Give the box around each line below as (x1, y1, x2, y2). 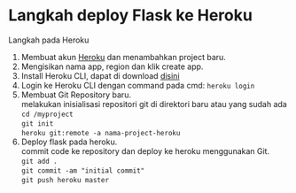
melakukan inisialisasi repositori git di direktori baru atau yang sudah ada (20, 98, 287, 109)
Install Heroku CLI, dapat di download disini (20, 70, 180, 81)
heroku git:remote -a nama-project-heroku (20, 128, 181, 137)
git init (20, 119, 54, 128)
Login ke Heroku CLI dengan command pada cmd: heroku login (20, 80, 255, 90)
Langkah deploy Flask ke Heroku (8, 5, 253, 26)
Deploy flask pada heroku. (20, 136, 118, 147)
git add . (20, 157, 58, 166)
